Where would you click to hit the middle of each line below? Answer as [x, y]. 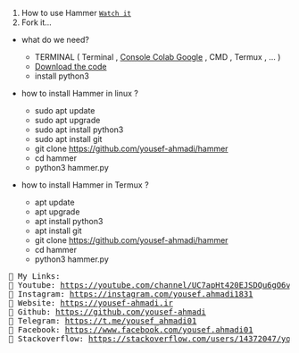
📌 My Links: [34, 276]
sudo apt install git [68, 139]
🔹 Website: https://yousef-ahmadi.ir [91, 303]
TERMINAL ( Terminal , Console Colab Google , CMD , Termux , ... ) [158, 57]
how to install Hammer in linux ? [80, 93]
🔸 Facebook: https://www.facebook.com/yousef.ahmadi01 [131, 330]
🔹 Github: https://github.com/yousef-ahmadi [108, 312]
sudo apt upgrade [67, 120]
